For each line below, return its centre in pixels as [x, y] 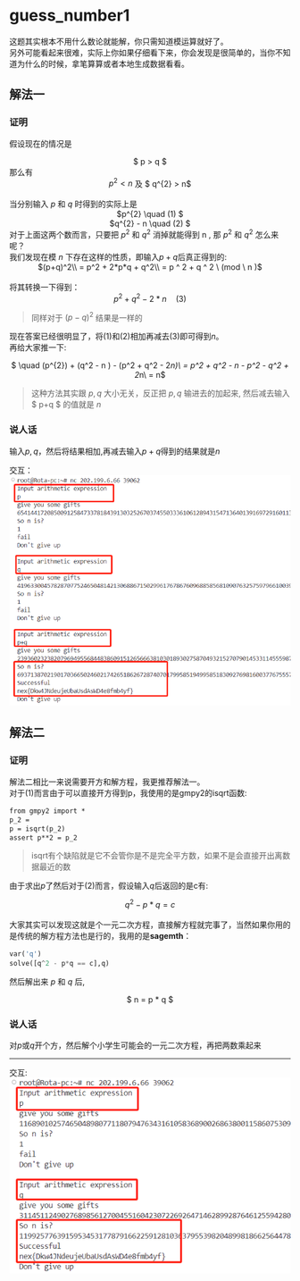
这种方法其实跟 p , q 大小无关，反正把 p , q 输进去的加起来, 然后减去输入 [160, 393]
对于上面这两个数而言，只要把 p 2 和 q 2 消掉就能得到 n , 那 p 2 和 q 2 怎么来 [144, 234]
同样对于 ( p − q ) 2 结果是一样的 [87, 316]
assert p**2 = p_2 [43, 837]
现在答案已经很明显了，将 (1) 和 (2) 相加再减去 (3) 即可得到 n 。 [117, 337]
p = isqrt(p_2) [37, 829]
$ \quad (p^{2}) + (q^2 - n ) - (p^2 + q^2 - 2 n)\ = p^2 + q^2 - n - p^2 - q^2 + [150, 365]
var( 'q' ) [25, 954]
